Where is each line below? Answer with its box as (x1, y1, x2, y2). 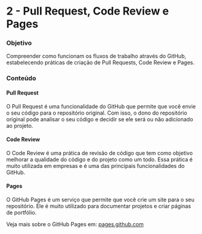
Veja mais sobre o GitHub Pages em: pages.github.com (6, 221, 144, 228)
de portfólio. (6, 209, 37, 216)
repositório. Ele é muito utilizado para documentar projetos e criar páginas (6, 202, 192, 210)
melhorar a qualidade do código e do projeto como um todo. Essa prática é (6, 156, 193, 163)
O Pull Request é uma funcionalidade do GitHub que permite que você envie (6, 102, 197, 110)
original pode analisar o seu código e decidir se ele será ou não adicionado (6, 115, 194, 122)
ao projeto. (6, 122, 33, 129)
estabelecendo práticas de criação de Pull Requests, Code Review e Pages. (6, 59, 195, 66)
